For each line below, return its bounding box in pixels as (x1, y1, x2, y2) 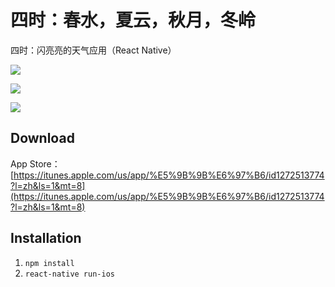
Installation (10, 230, 82, 247)
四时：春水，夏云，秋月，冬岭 (10, 9, 257, 32)
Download (10, 130, 75, 147)
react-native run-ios (24, 269, 115, 279)
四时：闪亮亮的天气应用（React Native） (10, 44, 177, 56)
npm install (24, 258, 75, 268)
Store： (29, 157, 61, 170)
